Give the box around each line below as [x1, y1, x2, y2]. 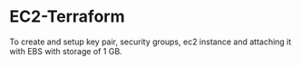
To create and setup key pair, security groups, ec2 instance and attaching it [9, 36, 292, 47]
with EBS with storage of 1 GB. [9, 45, 122, 56]
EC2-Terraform [9, 6, 125, 27]
